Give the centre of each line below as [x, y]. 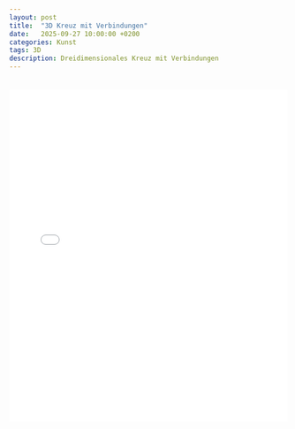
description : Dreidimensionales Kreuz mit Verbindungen [114, 58]
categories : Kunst [43, 42]
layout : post [33, 17]
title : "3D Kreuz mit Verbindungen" [79, 26]
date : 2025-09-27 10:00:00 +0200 [75, 34]
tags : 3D [25, 50]
